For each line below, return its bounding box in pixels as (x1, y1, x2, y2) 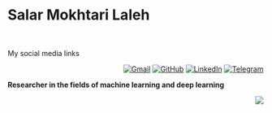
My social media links (7, 48, 80, 58)
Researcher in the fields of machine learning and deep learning (7, 80, 225, 89)
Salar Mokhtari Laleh (7, 6, 150, 24)
